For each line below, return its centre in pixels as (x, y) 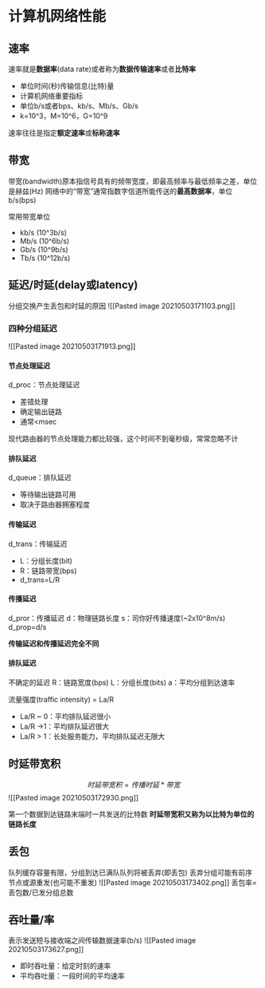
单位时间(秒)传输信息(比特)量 (67, 86)
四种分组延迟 (33, 328)
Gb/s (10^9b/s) (44, 249)
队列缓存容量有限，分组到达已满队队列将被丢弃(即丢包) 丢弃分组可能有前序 (131, 872)
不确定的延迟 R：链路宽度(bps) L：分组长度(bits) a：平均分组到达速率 (122, 682)
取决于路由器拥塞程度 (55, 504)
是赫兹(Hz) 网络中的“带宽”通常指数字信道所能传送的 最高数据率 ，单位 (121, 191)
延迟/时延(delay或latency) (73, 285)
